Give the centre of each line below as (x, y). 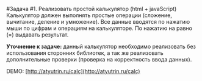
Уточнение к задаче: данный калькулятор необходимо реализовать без (101, 46)
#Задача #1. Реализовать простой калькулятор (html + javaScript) (92, 9)
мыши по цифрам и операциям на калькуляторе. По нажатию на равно (99, 28)
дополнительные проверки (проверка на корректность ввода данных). (99, 59)
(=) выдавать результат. (38, 35)
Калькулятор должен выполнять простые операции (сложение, (89, 15)
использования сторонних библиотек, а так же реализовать (85, 53)
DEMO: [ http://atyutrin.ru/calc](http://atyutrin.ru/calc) (73, 71)
